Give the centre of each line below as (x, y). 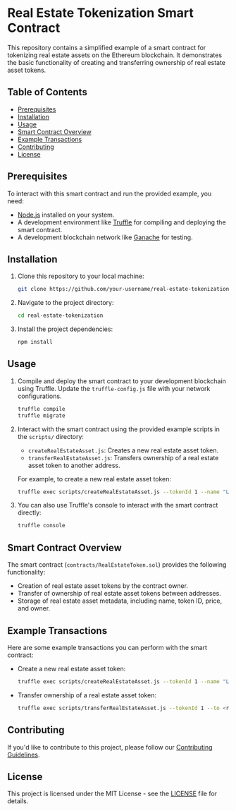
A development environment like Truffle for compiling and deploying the (122, 222)
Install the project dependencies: (65, 329)
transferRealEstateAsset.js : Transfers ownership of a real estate (123, 457)
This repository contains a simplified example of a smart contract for (107, 47)
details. (18, 801)
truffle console (41, 526)
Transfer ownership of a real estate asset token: (87, 695)
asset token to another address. (74, 465)
